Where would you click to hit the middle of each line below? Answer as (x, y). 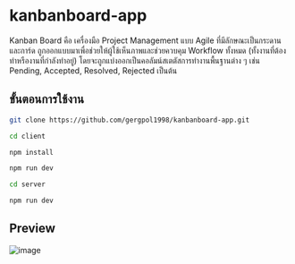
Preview (33, 229)
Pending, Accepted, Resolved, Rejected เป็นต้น (93, 70)
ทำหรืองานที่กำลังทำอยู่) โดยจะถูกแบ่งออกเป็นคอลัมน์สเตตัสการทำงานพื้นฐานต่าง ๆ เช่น (135, 60)
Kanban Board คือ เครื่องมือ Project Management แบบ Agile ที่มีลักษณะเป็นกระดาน (145, 40)
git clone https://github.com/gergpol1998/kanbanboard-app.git (130, 120)
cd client (28, 136)
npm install (31, 152)
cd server (28, 184)
